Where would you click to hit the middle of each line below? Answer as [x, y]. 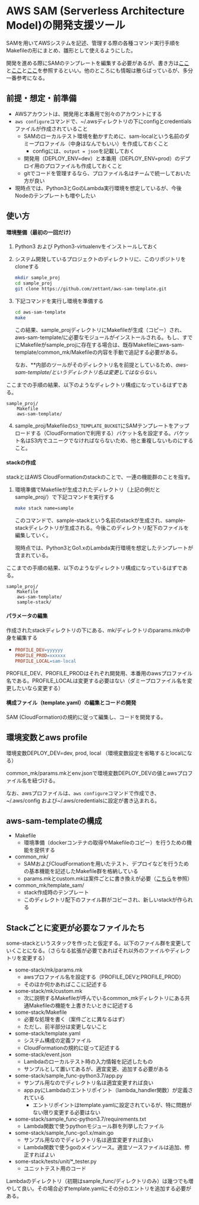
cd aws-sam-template [40, 312]
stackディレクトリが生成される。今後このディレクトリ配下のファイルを [102, 527]
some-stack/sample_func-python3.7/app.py [69, 1076]
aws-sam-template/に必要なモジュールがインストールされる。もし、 [98, 337]
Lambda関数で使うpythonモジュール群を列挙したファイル [94, 1126]
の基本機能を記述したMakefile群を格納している [81, 871]
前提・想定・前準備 [41, 98]
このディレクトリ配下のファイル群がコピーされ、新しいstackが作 [103, 900]
